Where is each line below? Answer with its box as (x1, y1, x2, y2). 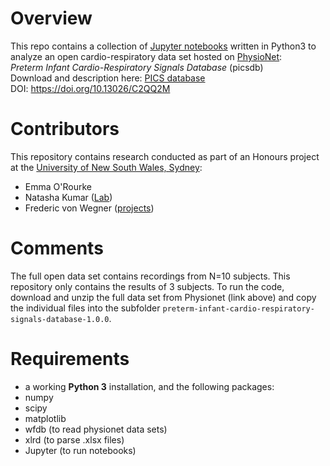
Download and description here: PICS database (10, 72, 206, 84)
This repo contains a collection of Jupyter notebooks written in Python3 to (10, 40, 317, 52)
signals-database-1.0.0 (10, 314, 110, 324)
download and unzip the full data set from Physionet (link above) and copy (10, 291, 317, 303)
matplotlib (24, 412, 67, 424)
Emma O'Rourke (24, 180, 92, 192)
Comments (10, 237, 104, 260)
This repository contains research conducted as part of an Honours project (10, 150, 320, 162)
